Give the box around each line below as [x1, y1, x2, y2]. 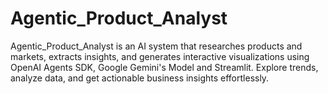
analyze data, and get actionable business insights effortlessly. [10, 72, 270, 84]
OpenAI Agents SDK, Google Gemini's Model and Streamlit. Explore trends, [10, 61, 319, 73]
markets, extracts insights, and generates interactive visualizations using [10, 50, 310, 62]
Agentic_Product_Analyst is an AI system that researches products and [10, 40, 303, 52]
